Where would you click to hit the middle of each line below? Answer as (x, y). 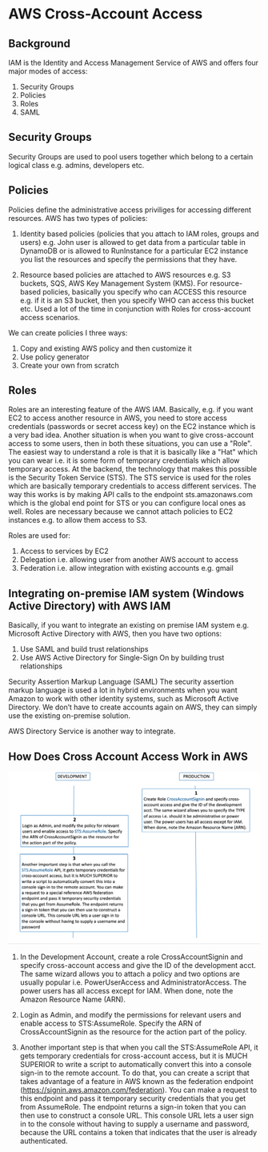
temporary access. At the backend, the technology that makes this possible (133, 469)
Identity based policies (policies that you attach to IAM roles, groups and (139, 234)
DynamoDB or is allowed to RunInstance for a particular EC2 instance (134, 251)
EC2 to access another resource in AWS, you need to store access (118, 418)
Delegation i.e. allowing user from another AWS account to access (129, 560)
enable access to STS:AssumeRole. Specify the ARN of (111, 1024)
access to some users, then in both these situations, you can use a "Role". (130, 444)
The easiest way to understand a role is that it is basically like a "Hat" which (133, 452)
